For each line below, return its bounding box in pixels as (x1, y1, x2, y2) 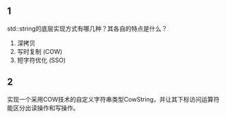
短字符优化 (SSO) (16, 56, 66, 64)
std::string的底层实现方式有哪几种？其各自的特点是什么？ (7, 24, 168, 33)
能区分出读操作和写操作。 (7, 104, 79, 112)
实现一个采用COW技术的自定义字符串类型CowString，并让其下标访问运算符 (7, 95, 220, 103)
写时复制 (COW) (16, 47, 63, 55)
